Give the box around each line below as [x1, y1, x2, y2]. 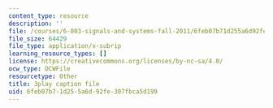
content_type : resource [8, 11, 89, 20]
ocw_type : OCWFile [8, 65, 71, 73]
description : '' [8, 19, 63, 28]
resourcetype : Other [8, 72, 79, 80]
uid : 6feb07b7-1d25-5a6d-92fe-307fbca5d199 [8, 87, 158, 96]
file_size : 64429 [8, 34, 67, 43]
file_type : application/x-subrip [8, 42, 122, 50]
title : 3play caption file [8, 80, 100, 88]
